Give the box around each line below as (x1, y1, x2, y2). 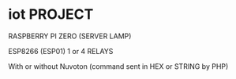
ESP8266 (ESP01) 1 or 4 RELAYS (8, 46, 114, 56)
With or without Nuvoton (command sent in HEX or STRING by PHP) (8, 61, 229, 71)
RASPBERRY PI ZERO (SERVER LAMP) (8, 31, 132, 41)
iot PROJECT (8, 5, 94, 23)
